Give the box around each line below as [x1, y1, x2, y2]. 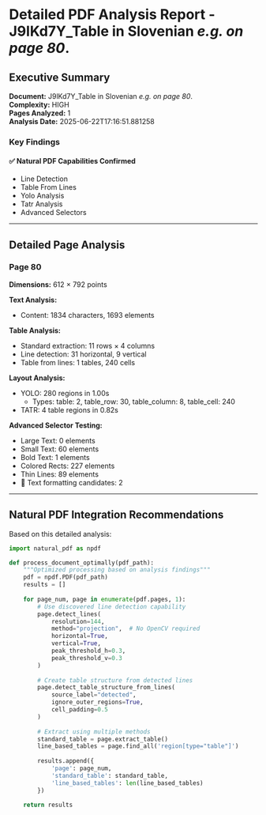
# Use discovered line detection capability [37, 602, 186, 610]
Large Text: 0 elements [20, 436, 96, 445]
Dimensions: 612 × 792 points [9, 279, 107, 289]
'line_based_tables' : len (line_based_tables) [51, 779, 204, 787]
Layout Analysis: [9, 373, 66, 383]
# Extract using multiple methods [37, 727, 151, 736]
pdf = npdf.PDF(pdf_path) [23, 573, 109, 582]
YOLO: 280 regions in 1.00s [20, 388, 110, 398]
